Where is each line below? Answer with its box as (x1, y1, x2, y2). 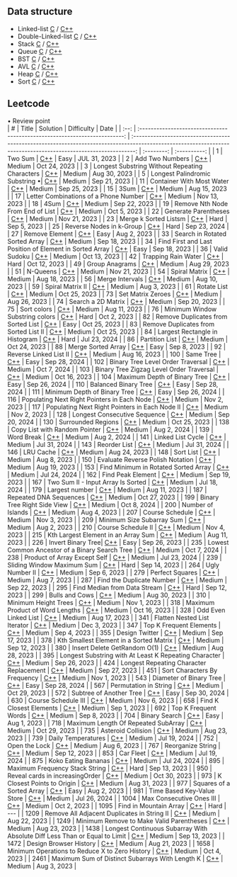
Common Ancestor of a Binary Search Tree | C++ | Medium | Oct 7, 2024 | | (7, 545, 227, 554)
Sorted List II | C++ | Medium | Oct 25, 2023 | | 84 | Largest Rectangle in (7, 327, 218, 336)
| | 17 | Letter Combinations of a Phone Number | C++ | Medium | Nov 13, (7, 191, 219, 200)
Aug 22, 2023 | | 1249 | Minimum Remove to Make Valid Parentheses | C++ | (7, 816, 230, 825)
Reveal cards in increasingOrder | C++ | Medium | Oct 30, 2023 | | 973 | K (7, 771, 222, 780)
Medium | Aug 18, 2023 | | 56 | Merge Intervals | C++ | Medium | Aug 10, (7, 274, 218, 283)
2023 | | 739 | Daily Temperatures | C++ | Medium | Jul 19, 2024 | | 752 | (7, 733, 218, 742)
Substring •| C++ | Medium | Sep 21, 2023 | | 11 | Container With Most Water (7, 176, 229, 185)
